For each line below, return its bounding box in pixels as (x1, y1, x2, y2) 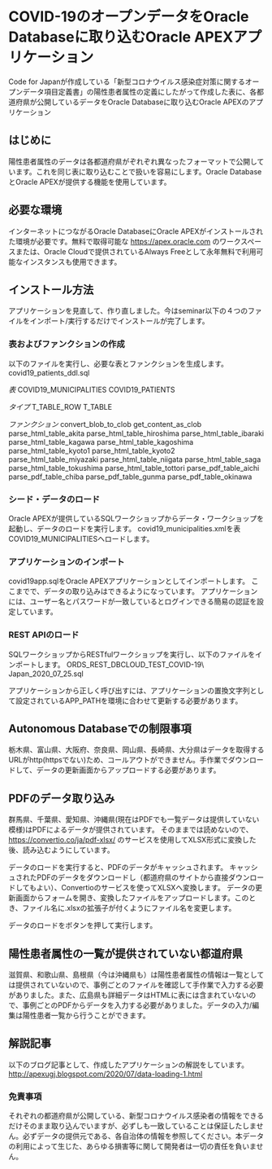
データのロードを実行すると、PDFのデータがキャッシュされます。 (8, 863, 228, 872)
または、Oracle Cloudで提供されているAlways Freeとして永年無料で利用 (15, 246, 257, 257)
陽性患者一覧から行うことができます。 (22, 1011, 150, 1020)
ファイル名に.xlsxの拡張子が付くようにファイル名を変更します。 (22, 903, 236, 913)
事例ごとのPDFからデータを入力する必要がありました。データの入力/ (22, 1000, 253, 1010)
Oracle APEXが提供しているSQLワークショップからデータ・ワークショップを (8, 513, 265, 523)
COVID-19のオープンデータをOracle (8, 7, 249, 26)
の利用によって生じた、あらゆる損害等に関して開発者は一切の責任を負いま (8, 1141, 257, 1151)
